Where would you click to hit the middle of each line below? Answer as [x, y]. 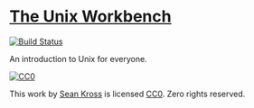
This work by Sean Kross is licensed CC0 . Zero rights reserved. [127, 94]
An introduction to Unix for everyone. [78, 58]
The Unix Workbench [90, 17]
